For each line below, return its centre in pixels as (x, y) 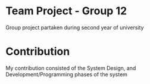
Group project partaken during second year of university (75, 27)
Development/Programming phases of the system (66, 74)
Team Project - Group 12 (66, 11)
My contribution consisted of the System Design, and (71, 68)
